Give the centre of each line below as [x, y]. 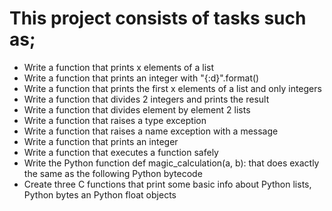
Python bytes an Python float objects [100, 194]
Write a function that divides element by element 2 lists [137, 109]
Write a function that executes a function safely [121, 152]
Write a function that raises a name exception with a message [151, 131]
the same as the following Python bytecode [113, 173]
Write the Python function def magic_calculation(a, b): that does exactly [171, 163]
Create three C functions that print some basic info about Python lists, [167, 184]
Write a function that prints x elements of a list [119, 67]
